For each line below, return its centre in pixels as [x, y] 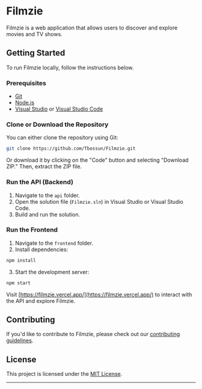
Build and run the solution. [47, 214]
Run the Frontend [32, 230]
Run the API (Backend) [40, 182]
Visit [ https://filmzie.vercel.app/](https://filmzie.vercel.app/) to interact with [99, 294]
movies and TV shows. [35, 34]
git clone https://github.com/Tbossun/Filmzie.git [71, 149]
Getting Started [36, 53]
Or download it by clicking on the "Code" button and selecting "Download [97, 160]
